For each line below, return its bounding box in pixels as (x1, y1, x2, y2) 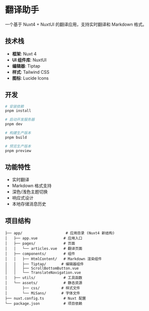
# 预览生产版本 (5, 144, 31, 149)
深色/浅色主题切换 (12, 189, 48, 195)
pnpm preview (5, 148, 31, 153)
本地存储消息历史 (12, 201, 46, 207)
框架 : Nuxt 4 (12, 51, 37, 56)
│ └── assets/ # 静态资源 (5, 280, 83, 286)
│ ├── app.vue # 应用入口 (5, 236, 83, 241)
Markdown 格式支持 (12, 183, 52, 189)
